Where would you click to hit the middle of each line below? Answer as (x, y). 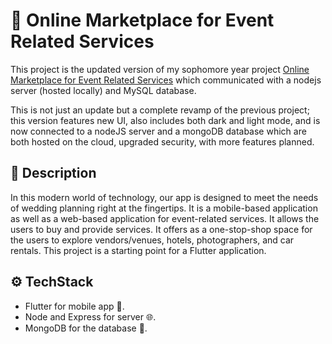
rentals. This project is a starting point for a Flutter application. (138, 250)
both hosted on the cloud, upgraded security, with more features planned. (162, 141)
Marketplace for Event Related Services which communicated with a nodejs (166, 80)
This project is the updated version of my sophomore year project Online (160, 69)
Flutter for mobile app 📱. (74, 306)
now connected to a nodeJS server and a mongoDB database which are (158, 131)
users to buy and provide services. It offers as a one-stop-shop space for (161, 229)
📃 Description (53, 173)
